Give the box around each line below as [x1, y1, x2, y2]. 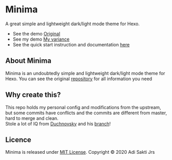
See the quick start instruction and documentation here [12, 41, 130, 47]
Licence [5, 135, 32, 144]
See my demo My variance [12, 36, 70, 42]
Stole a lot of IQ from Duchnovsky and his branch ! [5, 120, 111, 127]
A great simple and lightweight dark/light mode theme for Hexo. [5, 21, 140, 27]
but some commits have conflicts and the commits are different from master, [5, 110, 167, 116]
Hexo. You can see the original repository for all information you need [5, 76, 152, 82]
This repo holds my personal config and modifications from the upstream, [5, 104, 161, 110]
